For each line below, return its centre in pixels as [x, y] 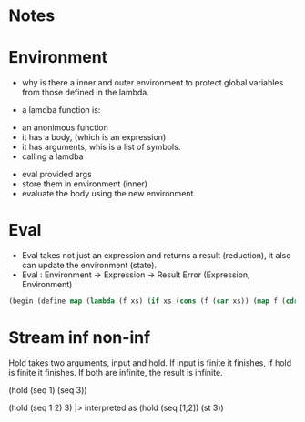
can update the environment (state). [89, 266]
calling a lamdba [52, 156]
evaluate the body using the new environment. [109, 194]
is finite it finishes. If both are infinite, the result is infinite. [116, 372]
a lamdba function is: [61, 110]
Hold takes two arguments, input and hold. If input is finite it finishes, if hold [150, 362]
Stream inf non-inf [80, 338]
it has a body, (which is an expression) [94, 137]
